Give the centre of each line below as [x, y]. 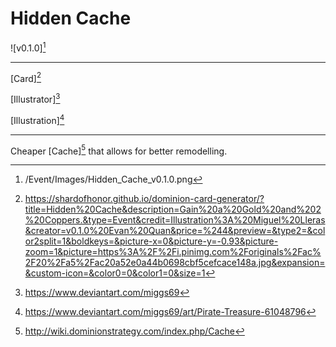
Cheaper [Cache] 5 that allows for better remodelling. [119, 150]
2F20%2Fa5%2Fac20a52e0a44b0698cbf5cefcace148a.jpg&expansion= [175, 263]
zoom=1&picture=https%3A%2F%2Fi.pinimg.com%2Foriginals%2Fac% [173, 252]
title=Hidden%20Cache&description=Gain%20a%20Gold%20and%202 [173, 209]
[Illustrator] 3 [35, 98]
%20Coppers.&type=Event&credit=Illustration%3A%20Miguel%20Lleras [175, 220]
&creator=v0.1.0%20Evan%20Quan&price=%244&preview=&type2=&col [175, 231]
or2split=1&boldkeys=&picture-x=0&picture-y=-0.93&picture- [151, 241]
